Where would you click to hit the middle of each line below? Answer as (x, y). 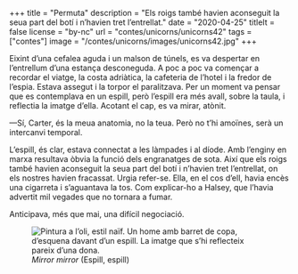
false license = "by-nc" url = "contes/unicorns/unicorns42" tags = (131, 32)
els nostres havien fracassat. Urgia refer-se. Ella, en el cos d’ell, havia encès (149, 178)
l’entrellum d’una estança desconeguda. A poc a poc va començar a (134, 68)
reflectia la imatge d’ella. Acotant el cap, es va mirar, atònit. (118, 105)
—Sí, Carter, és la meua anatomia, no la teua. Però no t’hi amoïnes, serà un (146, 123)
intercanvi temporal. (46, 132)
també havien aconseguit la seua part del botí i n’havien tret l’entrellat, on (144, 169)
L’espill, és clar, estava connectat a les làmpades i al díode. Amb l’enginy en (148, 149)
